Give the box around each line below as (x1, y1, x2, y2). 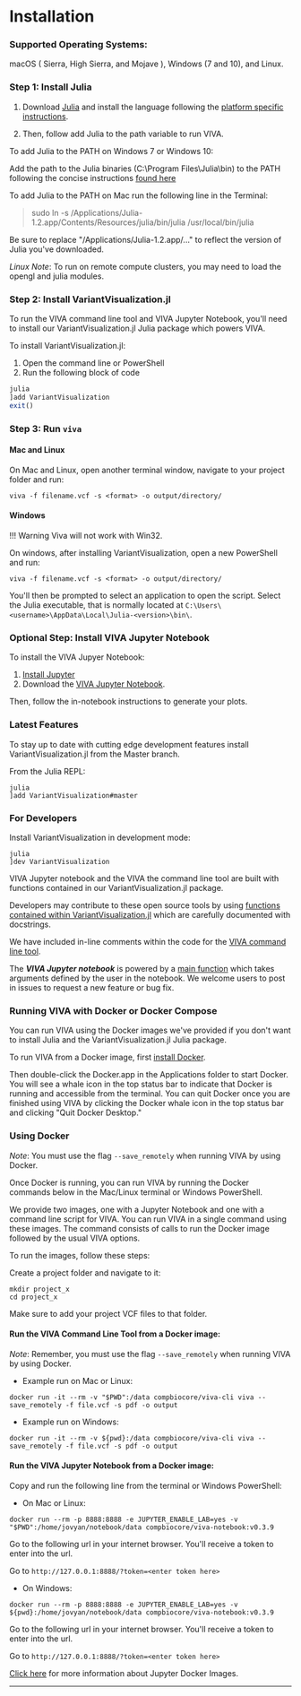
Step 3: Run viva (9, 422, 82, 435)
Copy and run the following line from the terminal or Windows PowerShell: (9, 1480, 282, 1491)
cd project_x (9, 1293, 58, 1302)
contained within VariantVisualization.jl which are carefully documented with (9, 909, 291, 920)
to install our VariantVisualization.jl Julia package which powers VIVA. (9, 323, 266, 333)
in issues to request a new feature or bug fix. (9, 982, 175, 992)
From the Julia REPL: (9, 766, 86, 776)
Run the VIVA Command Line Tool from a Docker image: (9, 1328, 221, 1339)
